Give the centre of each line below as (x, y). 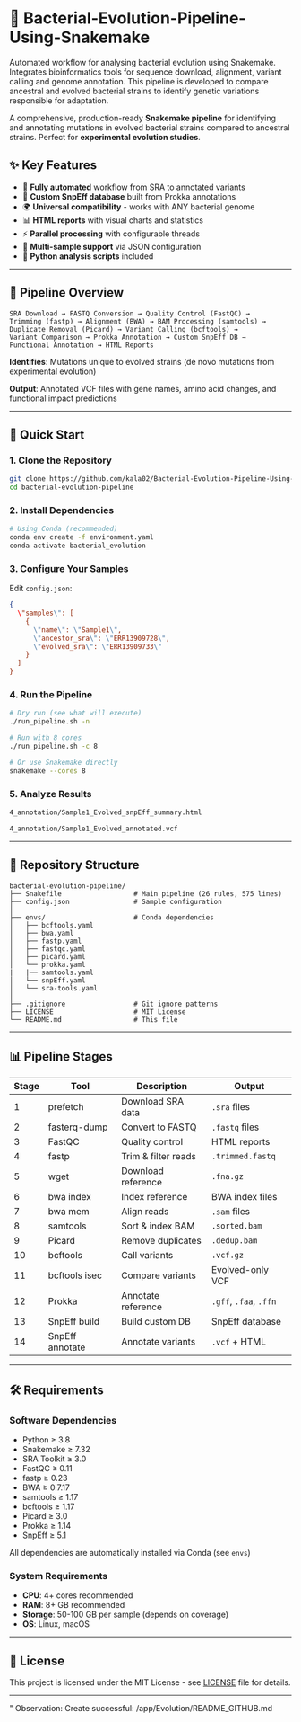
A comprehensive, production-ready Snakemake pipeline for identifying (142, 118)
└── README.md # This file (94, 1019)
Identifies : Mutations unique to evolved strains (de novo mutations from (142, 361)
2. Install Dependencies (62, 510)
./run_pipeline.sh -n (50, 722)
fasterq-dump (78, 1127)
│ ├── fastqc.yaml (48, 949)
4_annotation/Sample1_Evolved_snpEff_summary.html (106, 812)
